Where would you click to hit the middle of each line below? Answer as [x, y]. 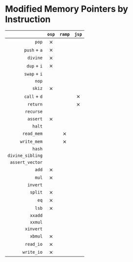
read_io [34, 244]
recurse [34, 111]
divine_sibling [25, 155]
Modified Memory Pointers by [66, 9]
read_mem [33, 133]
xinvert [34, 229]
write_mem [31, 141]
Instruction [28, 19]
